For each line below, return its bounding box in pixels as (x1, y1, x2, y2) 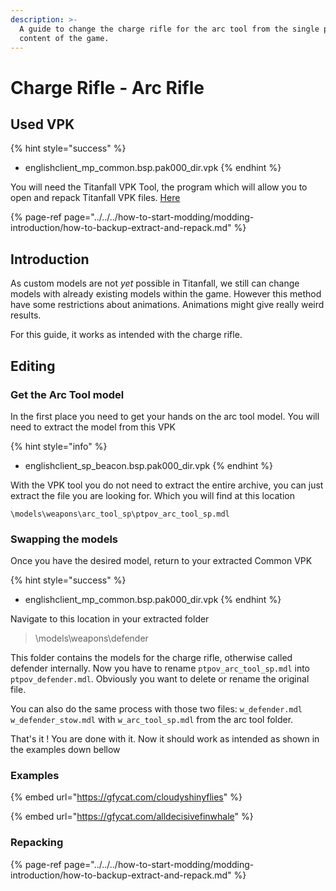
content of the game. (19, 33, 110, 43)
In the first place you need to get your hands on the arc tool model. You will (10, 410, 320, 422)
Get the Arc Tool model (10, 387, 125, 401)
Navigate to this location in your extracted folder (10, 613, 210, 625)
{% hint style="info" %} (10, 440, 108, 452)
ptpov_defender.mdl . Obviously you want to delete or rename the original (10, 673, 310, 685)
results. (10, 309, 42, 321)
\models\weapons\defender (34, 632, 149, 645)
